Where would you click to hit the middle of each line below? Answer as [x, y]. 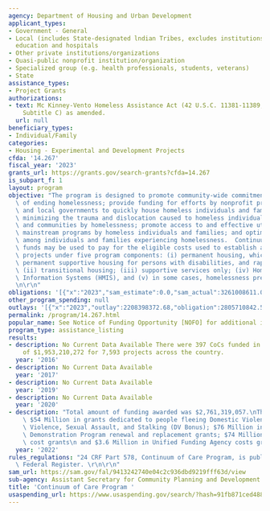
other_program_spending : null [59, 300]
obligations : [30, 293]
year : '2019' [37, 390]
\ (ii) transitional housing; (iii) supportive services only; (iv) [133, 270]
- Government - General [48, 31]
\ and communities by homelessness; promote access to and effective [134, 225]
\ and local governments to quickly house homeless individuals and [133, 210]
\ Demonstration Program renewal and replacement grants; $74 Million [143, 435]
